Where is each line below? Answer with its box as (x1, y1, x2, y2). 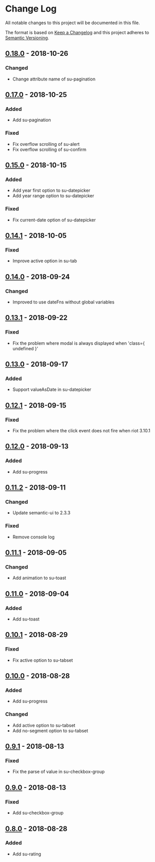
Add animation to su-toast (12, 575, 66, 581)
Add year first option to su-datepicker (12, 187, 90, 194)
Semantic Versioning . (5, 35, 49, 41)
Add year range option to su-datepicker (12, 193, 94, 199)
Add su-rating (12, 851, 42, 857)
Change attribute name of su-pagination (12, 76, 96, 82)
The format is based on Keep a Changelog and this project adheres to (5, 29, 149, 35)
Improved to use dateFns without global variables (12, 299, 114, 305)
